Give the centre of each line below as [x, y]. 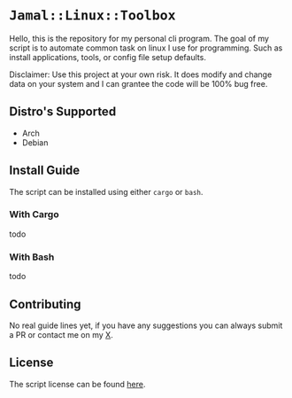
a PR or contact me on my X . [61, 334]
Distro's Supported [63, 112]
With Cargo [34, 215]
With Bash [32, 257]
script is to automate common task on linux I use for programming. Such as [146, 48]
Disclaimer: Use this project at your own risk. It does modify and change [141, 74]
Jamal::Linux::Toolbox [92, 16]
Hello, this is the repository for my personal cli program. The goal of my [139, 38]
